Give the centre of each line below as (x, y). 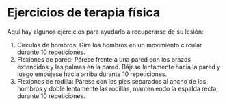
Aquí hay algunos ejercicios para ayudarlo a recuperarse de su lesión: (105, 32)
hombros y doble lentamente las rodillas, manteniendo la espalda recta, (118, 88)
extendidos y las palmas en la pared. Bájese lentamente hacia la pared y (119, 67)
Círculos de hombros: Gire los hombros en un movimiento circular (109, 45)
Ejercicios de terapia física (84, 13)
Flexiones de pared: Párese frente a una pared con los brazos (104, 59)
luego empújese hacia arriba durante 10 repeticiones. (92, 74)
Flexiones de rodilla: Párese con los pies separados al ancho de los (111, 81)
